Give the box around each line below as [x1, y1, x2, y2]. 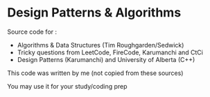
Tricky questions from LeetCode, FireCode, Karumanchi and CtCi [17, 48, 203, 56]
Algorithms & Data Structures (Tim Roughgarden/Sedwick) [17, 41, 184, 49]
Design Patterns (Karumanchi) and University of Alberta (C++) [17, 55, 195, 63]
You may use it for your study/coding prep [7, 82, 128, 90]
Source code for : [7, 28, 58, 36]
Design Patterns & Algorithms [7, 5, 182, 21]
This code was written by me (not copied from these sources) [7, 69, 184, 77]
